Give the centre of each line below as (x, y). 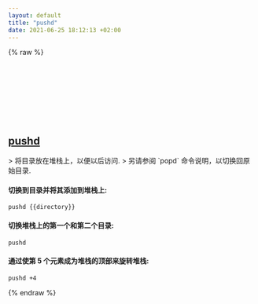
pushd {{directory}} (42, 207)
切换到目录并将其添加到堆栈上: (58, 190)
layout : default (35, 15)
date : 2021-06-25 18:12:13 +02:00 (65, 30)
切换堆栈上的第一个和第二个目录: (61, 225)
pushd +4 (22, 278)
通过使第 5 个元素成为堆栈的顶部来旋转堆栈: (79, 261)
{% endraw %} (32, 292)
